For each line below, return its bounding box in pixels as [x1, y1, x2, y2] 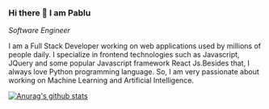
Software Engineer [8, 26, 71, 36]
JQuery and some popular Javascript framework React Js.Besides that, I [8, 58, 250, 68]
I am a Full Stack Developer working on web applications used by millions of [8, 41, 261, 51]
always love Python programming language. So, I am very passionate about [8, 67, 260, 77]
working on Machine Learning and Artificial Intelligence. [8, 76, 195, 86]
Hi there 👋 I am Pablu [8, 7, 91, 19]
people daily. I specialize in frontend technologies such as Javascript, [8, 50, 240, 60]
